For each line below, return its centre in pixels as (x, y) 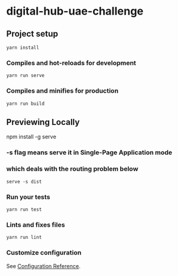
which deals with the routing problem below (72, 169)
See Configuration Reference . (43, 266)
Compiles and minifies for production (62, 91)
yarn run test (24, 209)
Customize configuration (44, 253)
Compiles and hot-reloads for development (71, 63)
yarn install (23, 48)
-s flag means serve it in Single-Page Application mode (89, 152)
